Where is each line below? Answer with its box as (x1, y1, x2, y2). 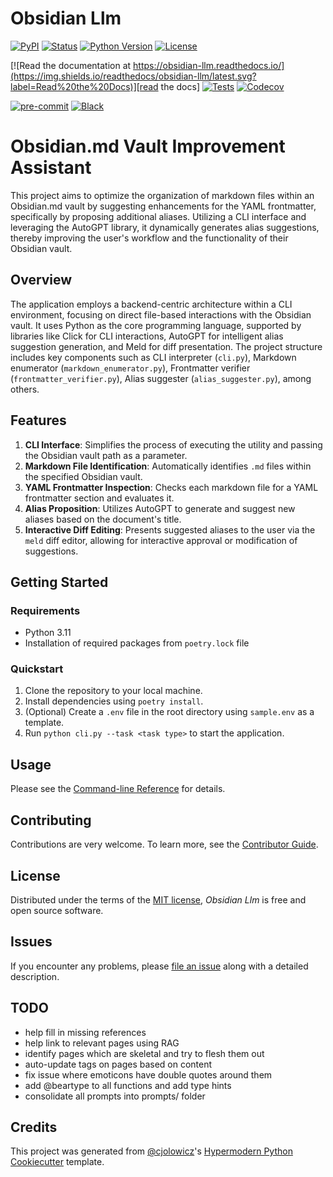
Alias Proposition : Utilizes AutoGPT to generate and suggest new (24, 502, 296, 514)
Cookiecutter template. (10, 1156, 105, 1168)
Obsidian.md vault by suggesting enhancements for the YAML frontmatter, (10, 200, 317, 212)
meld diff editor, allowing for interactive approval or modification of (24, 534, 298, 546)
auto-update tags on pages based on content (24, 1058, 213, 1070)
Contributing (10, 812, 92, 829)
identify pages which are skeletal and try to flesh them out (24, 1047, 265, 1059)
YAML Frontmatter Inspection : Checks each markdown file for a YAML (24, 481, 319, 493)
